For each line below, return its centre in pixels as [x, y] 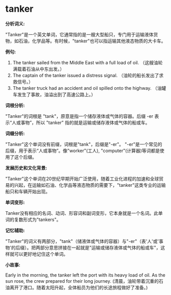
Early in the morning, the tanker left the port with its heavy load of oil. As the [86, 275]
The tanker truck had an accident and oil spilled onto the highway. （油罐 [89, 88]
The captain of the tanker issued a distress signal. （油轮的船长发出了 [86, 75]
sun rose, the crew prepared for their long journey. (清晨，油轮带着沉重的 [82, 281]
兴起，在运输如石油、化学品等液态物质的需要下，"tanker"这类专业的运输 [90, 185]
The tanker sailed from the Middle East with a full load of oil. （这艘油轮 [88, 62]
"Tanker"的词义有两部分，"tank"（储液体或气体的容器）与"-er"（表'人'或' [82, 241]
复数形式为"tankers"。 [38, 219]
